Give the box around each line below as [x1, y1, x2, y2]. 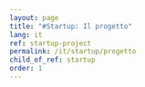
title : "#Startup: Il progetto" [9, 22, 132, 31]
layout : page [9, 13, 59, 23]
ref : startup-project [9, 38, 92, 48]
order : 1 [9, 64, 43, 73]
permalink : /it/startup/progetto [9, 47, 137, 56]
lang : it [9, 30, 43, 39]
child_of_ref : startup [9, 55, 96, 64]
